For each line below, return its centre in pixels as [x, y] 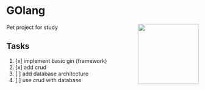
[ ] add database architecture [52, 74]
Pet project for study [32, 27]
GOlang [26, 11]
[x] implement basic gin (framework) [61, 60]
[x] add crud [31, 67]
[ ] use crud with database [48, 80]
